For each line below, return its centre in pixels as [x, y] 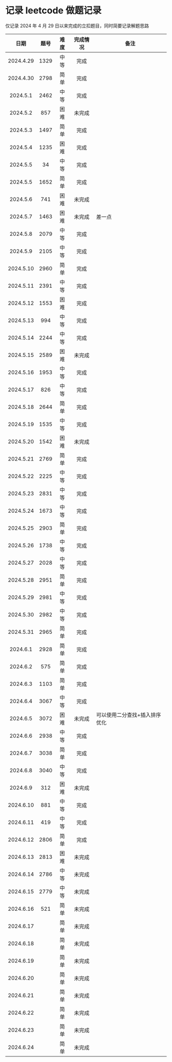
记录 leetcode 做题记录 [53, 11]
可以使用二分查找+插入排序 [128, 715]
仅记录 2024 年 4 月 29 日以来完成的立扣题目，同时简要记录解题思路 [77, 26]
